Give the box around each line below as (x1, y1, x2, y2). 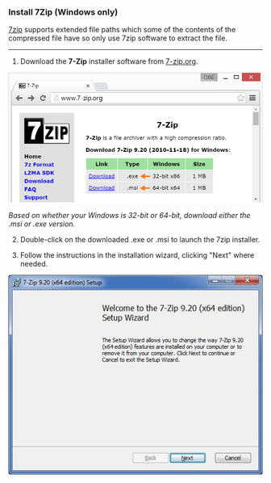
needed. (19, 259, 48, 269)
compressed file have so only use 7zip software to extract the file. (8, 33, 228, 43)
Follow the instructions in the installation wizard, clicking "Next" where (19, 250, 255, 260)
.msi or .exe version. (8, 219, 76, 229)
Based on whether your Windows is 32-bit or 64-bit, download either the (8, 211, 251, 220)
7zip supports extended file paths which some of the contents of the (8, 25, 236, 35)
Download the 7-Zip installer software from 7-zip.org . (19, 57, 198, 66)
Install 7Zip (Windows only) (8, 6, 119, 18)
